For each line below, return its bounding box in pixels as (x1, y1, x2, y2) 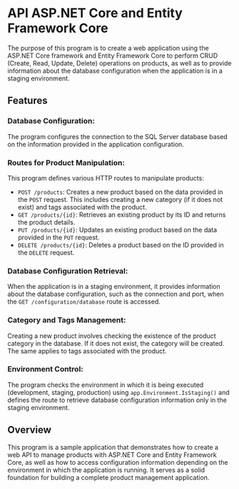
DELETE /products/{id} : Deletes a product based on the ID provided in (17, 240, 224, 249)
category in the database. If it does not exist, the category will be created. (7, 339, 225, 347)
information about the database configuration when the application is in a (7, 66, 223, 75)
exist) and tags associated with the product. (17, 202, 148, 211)
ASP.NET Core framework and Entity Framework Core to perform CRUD (7, 51, 218, 60)
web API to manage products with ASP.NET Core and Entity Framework (7, 451, 217, 459)
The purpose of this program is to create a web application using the (7, 43, 209, 52)
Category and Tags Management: (7, 315, 126, 325)
